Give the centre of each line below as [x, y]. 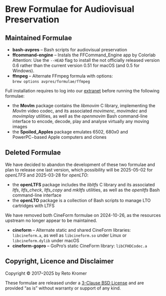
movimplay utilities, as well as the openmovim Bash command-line [80, 116]
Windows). [23, 71]
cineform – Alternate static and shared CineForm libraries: [71, 230]
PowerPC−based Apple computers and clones [59, 137]
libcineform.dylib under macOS [46, 240]
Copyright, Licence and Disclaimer [60, 261]
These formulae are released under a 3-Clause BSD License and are [75, 283]
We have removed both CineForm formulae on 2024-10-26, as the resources [83, 215]
